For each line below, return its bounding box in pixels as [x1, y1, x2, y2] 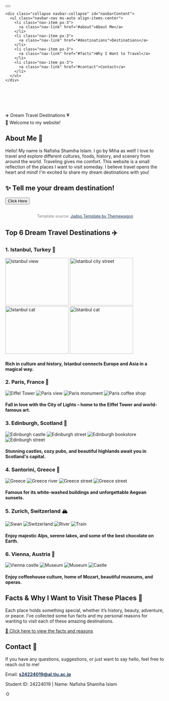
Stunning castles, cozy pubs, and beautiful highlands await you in [5, 448, 147, 454]
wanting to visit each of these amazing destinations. [5, 618, 114, 624]
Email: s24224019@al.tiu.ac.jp [5, 671, 71, 677]
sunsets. [5, 495, 24, 501]
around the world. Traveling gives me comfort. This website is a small [5, 158, 150, 164]
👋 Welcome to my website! [5, 120, 61, 126]
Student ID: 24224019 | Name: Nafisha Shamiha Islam [5, 681, 117, 687]
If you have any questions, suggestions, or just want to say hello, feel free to [5, 656, 164, 662]
